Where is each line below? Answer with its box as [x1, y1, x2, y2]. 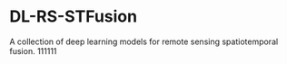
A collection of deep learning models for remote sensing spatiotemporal [9, 36, 279, 47]
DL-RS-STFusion [9, 6, 138, 27]
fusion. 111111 [9, 45, 57, 56]
